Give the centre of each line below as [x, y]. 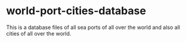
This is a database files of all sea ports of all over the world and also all [93, 27]
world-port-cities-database [76, 11]
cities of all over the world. [39, 33]
